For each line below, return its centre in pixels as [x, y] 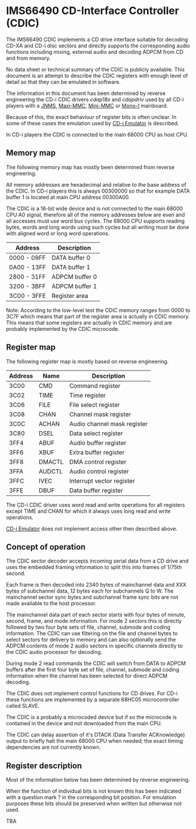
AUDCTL [51, 471]
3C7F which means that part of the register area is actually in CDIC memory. [98, 316]
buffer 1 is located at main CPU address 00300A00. [68, 197]
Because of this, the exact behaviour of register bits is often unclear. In [91, 117]
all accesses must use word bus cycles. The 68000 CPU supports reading [95, 221]
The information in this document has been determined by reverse [86, 93]
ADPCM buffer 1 [75, 286]
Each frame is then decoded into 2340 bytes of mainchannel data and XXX [96, 585]
